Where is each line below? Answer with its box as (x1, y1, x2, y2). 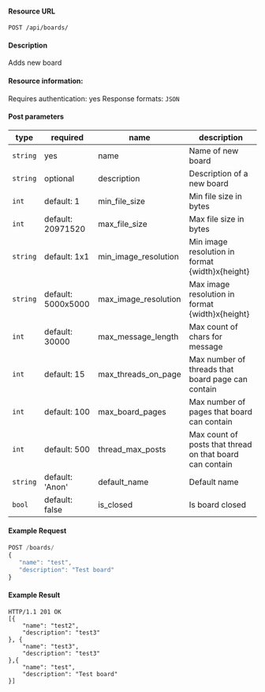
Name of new (188, 145, 239, 156)
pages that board (188, 406, 252, 417)
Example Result (8, 590, 61, 599)
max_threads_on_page (98, 369, 181, 380)
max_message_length (98, 331, 179, 342)
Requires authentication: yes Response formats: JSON (8, 93, 180, 103)
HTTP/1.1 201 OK (8, 607, 62, 616)
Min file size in (188, 191, 242, 202)
